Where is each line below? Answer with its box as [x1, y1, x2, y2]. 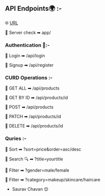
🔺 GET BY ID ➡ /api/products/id [5, 95, 68, 101]
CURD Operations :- [5, 74, 52, 81]
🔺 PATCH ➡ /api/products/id [5, 114, 61, 120]
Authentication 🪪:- [5, 41, 50, 48]
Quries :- [5, 135, 27, 142]
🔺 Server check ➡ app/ [5, 29, 51, 36]
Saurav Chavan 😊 [12, 186, 49, 192]
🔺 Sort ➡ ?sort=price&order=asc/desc [5, 146, 82, 152]
